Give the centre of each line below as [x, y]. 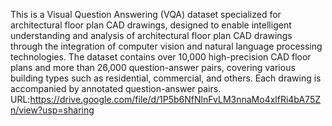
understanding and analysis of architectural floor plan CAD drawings [151, 35]
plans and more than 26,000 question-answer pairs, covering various [153, 67]
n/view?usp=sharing [52, 110]
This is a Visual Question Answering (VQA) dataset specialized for [146, 14]
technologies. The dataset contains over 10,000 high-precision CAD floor [161, 57]
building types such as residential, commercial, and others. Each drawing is [166, 78]
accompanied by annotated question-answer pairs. [116, 88]
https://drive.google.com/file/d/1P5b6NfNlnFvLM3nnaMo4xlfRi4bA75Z [175, 99]
